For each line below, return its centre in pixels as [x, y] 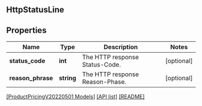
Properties [26, 30]
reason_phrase [31, 78]
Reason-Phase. [104, 82]
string [68, 78]
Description [121, 47]
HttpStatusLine [35, 10]
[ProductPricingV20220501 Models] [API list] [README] [75, 97]
